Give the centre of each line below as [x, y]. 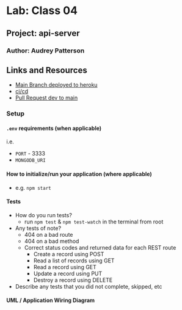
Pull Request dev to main [46, 98]
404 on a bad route [49, 234]
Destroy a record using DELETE [73, 280]
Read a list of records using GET [74, 261]
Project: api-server [43, 33]
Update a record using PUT [68, 273]
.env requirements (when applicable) [54, 128]
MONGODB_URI [30, 160]
